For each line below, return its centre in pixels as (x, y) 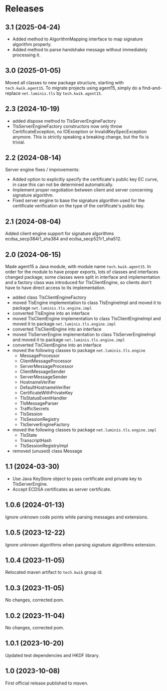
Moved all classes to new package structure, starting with (64, 82)
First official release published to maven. (47, 683)
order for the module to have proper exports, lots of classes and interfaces (82, 272)
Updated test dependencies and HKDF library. (52, 655)
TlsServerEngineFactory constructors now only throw (67, 126)
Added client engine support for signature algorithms (60, 234)
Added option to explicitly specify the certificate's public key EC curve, (85, 179)
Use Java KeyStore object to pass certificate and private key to (77, 479)
